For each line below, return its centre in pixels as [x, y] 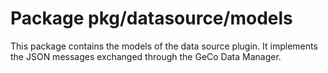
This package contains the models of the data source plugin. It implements [164, 46]
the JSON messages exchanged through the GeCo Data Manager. [146, 56]
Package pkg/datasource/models [151, 18]
